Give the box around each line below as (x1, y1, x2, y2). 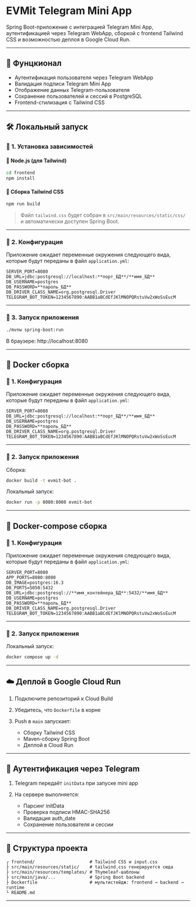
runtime (6, 884, 25, 891)
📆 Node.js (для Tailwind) (6, 157, 67, 164)
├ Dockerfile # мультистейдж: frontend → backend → (6, 879, 184, 885)
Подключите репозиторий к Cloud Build (14, 695, 113, 702)
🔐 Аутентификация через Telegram (6, 764, 140, 774)
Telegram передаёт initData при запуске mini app (14, 779, 138, 786)
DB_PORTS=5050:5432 (6, 584, 54, 591)
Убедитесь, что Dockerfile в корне (14, 706, 101, 713)
